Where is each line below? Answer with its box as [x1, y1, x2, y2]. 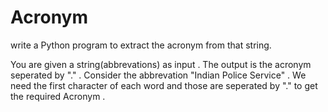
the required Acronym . [10, 90, 106, 102]
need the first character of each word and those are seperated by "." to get [10, 79, 318, 91]
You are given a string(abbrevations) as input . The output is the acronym [10, 58, 312, 70]
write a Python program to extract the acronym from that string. [10, 39, 272, 51]
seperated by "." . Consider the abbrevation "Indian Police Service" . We [10, 69, 307, 81]
